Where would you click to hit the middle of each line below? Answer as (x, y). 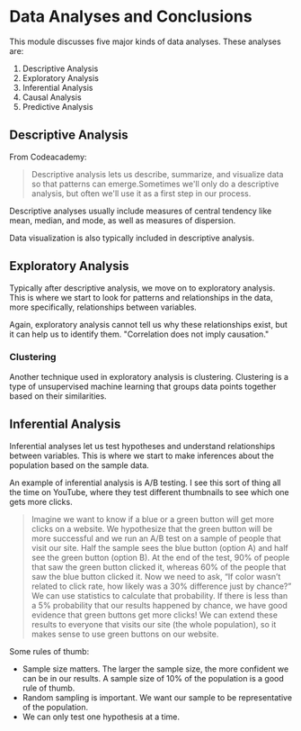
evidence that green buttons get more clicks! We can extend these (155, 615)
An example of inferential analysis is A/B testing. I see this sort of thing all (145, 483)
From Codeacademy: (48, 157)
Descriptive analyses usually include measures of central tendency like (141, 211)
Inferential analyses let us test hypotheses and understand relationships (142, 446)
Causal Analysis (52, 97)
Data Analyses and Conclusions (131, 17)
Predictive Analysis (58, 106)
